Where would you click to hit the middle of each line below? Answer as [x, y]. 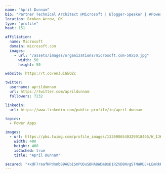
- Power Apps [23, 123]
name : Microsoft [26, 42]
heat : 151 [15, 28]
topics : [13, 119]
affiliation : [19, 37]
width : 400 [25, 141]
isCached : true [30, 151]
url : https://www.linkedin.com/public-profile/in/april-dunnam [76, 110]
